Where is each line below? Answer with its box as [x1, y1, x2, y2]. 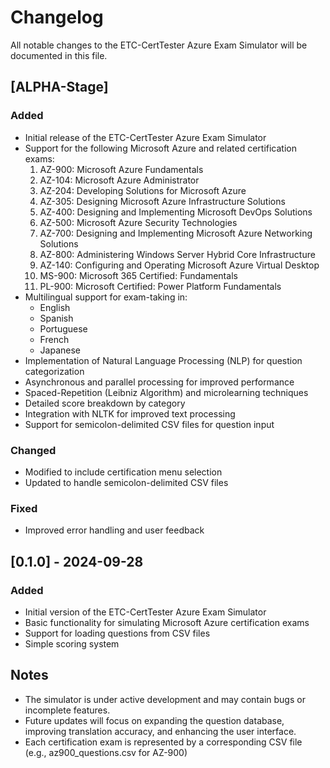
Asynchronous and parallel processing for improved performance [24, 376, 295, 388]
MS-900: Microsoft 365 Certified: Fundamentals [39, 269, 238, 281]
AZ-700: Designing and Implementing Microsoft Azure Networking [39, 227, 313, 239]
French [39, 333, 70, 345]
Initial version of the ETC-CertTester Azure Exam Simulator [24, 606, 267, 618]
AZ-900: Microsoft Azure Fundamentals [39, 163, 204, 175]
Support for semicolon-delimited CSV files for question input [24, 418, 275, 430]
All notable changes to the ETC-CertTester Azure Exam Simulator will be [10, 39, 308, 51]
